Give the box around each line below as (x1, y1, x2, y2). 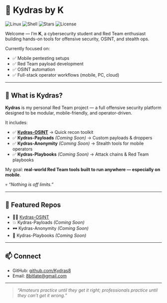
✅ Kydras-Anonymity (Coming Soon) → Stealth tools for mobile (12, 140, 144, 146)
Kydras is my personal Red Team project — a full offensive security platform (5, 104, 162, 110)
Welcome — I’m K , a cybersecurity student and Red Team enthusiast (5, 30, 146, 36)
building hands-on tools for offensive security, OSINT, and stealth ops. (5, 36, 150, 42)
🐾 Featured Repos (5, 201, 61, 209)
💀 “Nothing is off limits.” (5, 181, 54, 187)
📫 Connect (5, 252, 41, 260)
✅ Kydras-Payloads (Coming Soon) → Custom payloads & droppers (12, 134, 153, 141)
